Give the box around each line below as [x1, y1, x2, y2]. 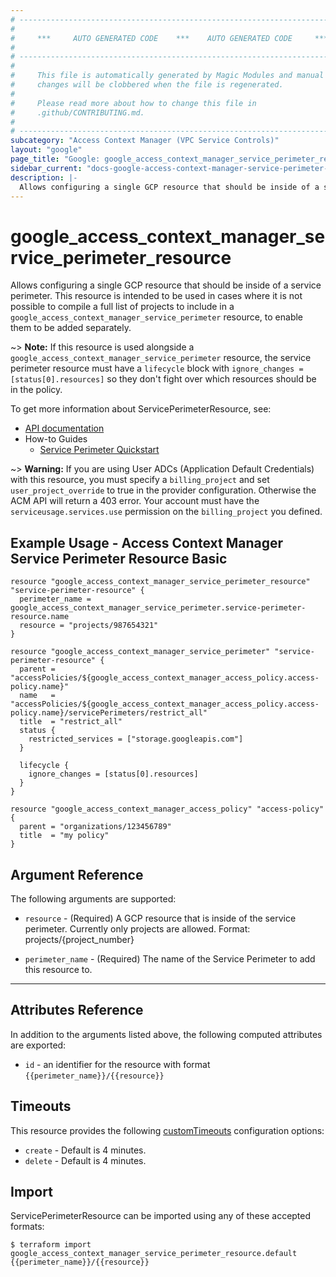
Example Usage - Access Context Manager [10, 534, 284, 551]
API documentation [24, 422, 105, 435]
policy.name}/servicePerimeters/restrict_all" [10, 708, 208, 718]
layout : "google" [10, 145, 83, 155]
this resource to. [24, 963, 93, 975]
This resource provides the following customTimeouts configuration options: [10, 1124, 325, 1136]
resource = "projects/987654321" [19, 621, 159, 631]
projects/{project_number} [24, 933, 135, 945]
